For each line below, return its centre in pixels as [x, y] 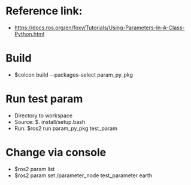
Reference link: [44, 11]
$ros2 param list [34, 169]
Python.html [29, 34]
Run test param [44, 99]
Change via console [56, 152]
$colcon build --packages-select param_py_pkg [73, 75]
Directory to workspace [43, 116]
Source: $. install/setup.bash [50, 122]
